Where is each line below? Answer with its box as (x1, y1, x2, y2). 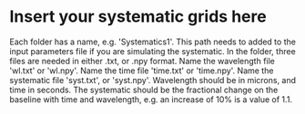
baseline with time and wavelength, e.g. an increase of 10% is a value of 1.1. (9, 93, 293, 105)
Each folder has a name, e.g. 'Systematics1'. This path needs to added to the (9, 36, 296, 47)
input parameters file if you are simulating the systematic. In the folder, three (9, 45, 296, 56)
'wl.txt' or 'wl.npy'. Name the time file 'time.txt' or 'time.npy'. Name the (9, 65, 274, 76)
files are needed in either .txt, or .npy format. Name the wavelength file (9, 55, 276, 66)
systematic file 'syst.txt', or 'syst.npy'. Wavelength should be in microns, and (9, 74, 297, 85)
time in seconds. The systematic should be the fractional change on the (9, 84, 279, 95)
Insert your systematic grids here (9, 6, 267, 27)
